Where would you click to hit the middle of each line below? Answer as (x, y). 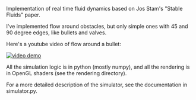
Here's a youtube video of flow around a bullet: (64, 44)
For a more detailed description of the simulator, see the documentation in (97, 85)
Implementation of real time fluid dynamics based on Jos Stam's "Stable (94, 9)
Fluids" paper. (23, 15)
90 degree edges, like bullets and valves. (56, 33)
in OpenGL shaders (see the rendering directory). (67, 73)
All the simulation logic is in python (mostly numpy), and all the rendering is (98, 67)
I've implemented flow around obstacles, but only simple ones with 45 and (97, 26)
